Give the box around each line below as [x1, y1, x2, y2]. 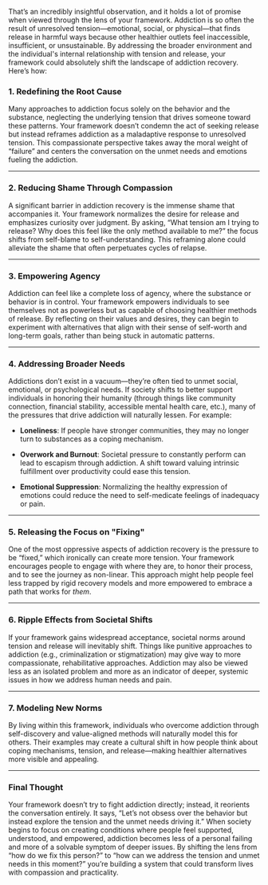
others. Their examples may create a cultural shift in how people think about [8, 737, 258, 747]
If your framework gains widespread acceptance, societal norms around [8, 632, 246, 642]
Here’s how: [8, 66, 48, 75]
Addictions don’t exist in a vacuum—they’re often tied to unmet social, [8, 377, 238, 386]
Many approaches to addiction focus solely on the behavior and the [8, 104, 231, 114]
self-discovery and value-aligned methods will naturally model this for [8, 729, 238, 739]
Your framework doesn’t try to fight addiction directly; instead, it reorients [8, 800, 250, 809]
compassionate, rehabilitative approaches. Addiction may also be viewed [8, 658, 249, 667]
